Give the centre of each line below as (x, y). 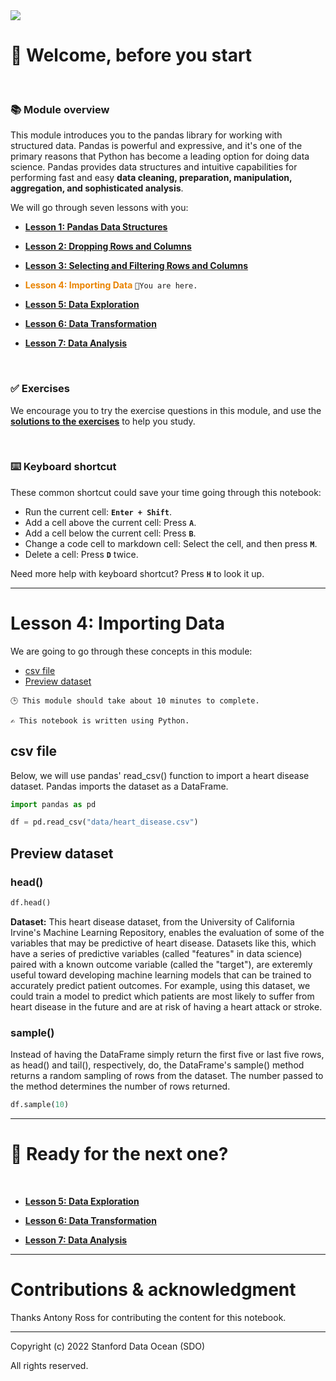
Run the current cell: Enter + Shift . (98, 511)
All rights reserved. (49, 1365)
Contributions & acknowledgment (153, 1290)
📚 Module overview (60, 109)
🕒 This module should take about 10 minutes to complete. (135, 700)
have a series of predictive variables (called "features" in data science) (156, 953)
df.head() (31, 903)
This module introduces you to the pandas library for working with (146, 135)
